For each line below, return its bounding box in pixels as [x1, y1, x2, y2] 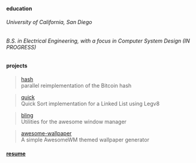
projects [6, 62, 28, 69]
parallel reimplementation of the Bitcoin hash [20, 82, 132, 90]
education [6, 5, 32, 12]
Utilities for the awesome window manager [20, 118, 127, 126]
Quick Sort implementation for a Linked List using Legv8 [20, 100, 160, 108]
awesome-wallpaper [20, 130, 72, 137]
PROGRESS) [6, 43, 37, 51]
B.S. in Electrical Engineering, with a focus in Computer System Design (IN [6, 37, 190, 45]
